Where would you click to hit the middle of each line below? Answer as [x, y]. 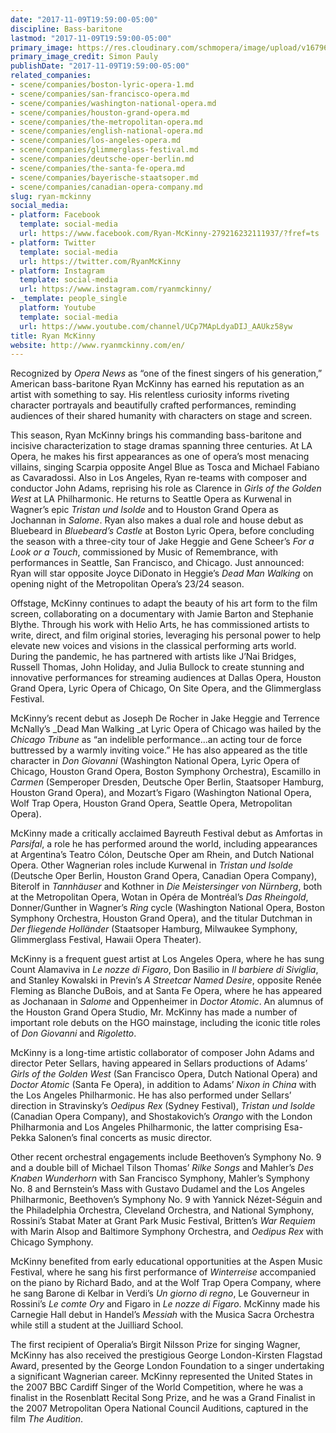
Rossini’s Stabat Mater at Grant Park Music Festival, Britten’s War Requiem [163, 1221]
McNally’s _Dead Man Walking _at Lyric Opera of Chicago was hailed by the [166, 729]
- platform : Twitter [53, 242]
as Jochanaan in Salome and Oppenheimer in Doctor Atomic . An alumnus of [167, 1002]
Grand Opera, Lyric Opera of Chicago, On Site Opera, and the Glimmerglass [166, 688]
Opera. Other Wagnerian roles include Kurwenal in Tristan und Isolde [152, 865]
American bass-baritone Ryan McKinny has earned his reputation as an [157, 384]
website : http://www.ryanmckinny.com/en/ [98, 345]
